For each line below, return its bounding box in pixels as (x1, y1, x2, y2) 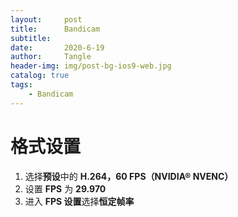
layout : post (10, 14, 83, 25)
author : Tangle (10, 52, 92, 62)
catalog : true (10, 71, 70, 81)
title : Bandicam (10, 24, 101, 34)
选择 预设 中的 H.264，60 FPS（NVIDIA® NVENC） (24, 170, 234, 182)
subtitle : (10, 33, 52, 43)
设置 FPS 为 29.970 (24, 182, 107, 195)
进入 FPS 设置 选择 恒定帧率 (24, 195, 135, 207)
